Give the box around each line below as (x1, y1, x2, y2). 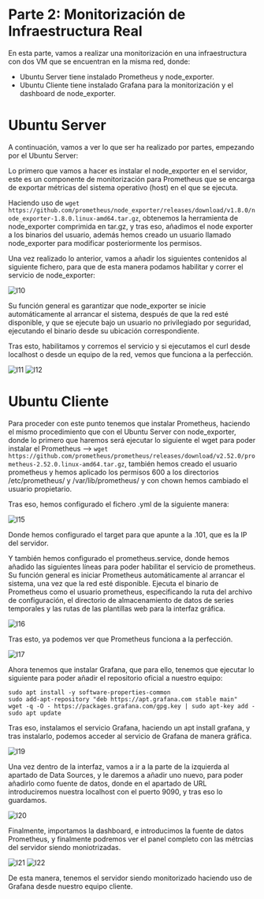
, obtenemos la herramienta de (138, 213, 239, 222)
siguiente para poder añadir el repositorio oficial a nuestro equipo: (8, 673, 223, 682)
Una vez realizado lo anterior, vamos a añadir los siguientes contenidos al (8, 254, 247, 263)
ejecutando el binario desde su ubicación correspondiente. (8, 325, 199, 336)
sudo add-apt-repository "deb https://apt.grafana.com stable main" (8, 695, 238, 703)
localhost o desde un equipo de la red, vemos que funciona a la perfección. (8, 349, 254, 359)
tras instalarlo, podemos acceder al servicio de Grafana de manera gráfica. (8, 731, 252, 741)
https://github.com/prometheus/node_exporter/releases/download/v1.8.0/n (8, 206, 256, 214)
